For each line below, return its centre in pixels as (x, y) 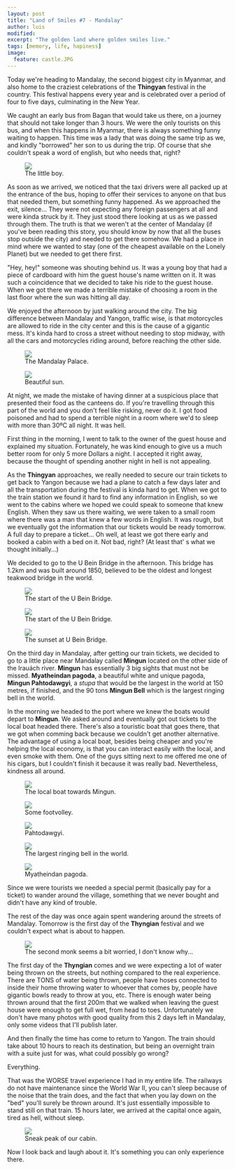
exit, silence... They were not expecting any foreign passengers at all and (113, 209)
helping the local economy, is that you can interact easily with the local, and (116, 748)
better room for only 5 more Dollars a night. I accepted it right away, (105, 454)
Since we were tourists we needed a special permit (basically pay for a (109, 887)
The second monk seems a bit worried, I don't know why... (109, 952)
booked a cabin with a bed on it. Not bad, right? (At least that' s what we (111, 541)
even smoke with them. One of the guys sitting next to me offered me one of (117, 756)
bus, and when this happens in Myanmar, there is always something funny (114, 130)
